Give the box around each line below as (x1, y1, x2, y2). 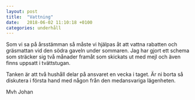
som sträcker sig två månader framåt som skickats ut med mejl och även (6, 53, 181, 60)
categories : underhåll (6, 25, 61, 31)
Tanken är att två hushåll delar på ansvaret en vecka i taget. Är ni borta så (6, 71, 184, 78)
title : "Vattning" (6, 14, 54, 20)
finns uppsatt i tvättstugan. (6, 60, 71, 67)
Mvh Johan (6, 88, 33, 95)
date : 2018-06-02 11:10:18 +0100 (6, 19, 93, 25)
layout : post (6, 8, 38, 15)
